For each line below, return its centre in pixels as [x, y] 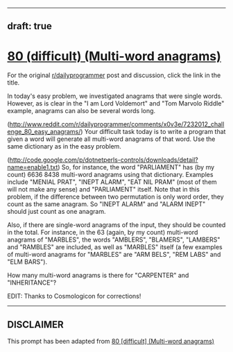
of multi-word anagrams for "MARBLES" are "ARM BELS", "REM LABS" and [114, 255]
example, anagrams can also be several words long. [81, 111]
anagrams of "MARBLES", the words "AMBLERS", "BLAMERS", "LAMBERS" [114, 240]
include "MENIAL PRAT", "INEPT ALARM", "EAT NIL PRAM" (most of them [112, 182]
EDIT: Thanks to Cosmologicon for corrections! [74, 296]
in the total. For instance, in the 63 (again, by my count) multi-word [103, 233]
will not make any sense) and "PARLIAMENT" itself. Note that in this [103, 190]
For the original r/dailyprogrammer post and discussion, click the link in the [114, 75]
